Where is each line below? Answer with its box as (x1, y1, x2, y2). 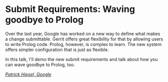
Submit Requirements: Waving (5, 3, 135, 15)
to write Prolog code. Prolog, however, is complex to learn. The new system (5, 41, 162, 47)
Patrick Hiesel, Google (5, 71, 52, 77)
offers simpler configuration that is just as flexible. (5, 46, 109, 52)
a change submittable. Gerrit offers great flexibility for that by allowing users (5, 36, 163, 42)
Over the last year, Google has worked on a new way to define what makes (5, 30, 160, 36)
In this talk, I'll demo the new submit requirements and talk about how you (5, 56, 158, 62)
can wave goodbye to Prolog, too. (5, 61, 75, 67)
